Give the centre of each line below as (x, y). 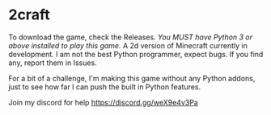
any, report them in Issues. (53, 63)
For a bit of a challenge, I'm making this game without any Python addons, (132, 78)
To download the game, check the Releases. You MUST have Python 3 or (131, 37)
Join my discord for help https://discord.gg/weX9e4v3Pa (103, 102)
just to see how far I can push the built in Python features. (105, 87)
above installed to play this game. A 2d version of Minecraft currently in (128, 45)
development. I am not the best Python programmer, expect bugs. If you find (136, 54)
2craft (29, 15)
